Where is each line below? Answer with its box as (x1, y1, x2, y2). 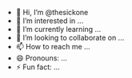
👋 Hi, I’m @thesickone (15, 8, 89, 17)
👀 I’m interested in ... (15, 16, 84, 25)
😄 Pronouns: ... (15, 53, 68, 63)
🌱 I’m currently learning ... (15, 25, 102, 33)
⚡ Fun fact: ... (15, 62, 60, 72)
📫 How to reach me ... (15, 42, 90, 51)
